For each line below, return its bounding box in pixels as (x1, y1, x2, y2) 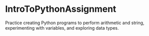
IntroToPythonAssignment (5, 3, 117, 15)
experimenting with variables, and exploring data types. (5, 25, 119, 31)
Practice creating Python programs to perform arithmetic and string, (5, 20, 145, 26)
